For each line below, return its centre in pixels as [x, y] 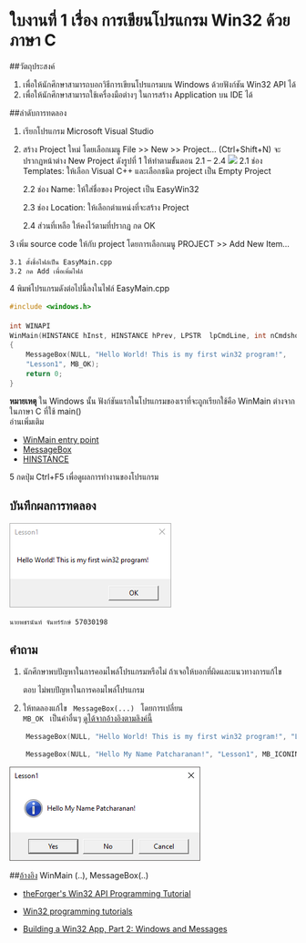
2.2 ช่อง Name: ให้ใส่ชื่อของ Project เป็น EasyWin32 [111, 189]
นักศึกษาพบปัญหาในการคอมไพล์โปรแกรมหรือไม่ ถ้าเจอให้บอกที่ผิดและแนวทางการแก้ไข [152, 671]
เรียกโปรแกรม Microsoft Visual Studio [88, 131]
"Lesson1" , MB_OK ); [63, 364]
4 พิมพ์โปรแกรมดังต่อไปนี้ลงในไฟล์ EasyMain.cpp [90, 288]
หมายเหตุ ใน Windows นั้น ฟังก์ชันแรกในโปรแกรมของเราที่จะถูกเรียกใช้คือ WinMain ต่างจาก [153, 401]
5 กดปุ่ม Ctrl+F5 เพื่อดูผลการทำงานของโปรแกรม [84, 477]
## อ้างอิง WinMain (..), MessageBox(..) [79, 876]
